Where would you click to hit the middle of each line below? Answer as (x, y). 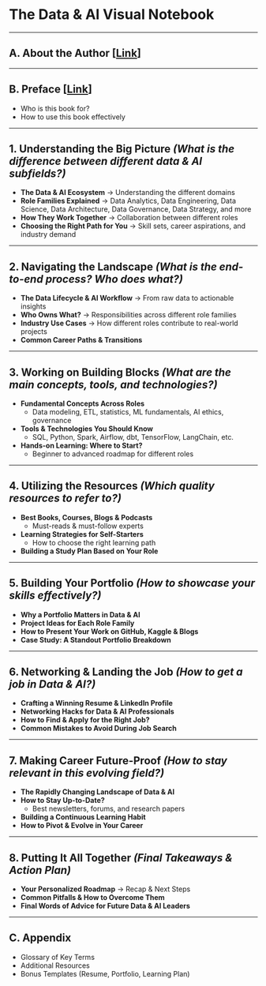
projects (34, 332)
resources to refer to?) (65, 499)
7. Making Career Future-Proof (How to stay (118, 761)
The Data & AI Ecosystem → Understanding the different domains (127, 193)
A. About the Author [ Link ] (75, 53)
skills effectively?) (55, 596)
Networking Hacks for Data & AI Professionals (97, 711)
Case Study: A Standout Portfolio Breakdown (96, 639)
